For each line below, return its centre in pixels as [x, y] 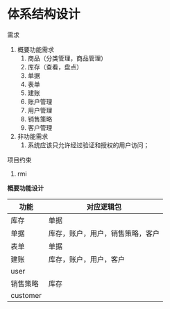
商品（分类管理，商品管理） [67, 58]
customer [26, 295]
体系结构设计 [44, 14]
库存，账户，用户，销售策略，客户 [104, 233]
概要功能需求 [35, 49]
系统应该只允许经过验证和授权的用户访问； [88, 145]
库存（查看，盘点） [55, 67]
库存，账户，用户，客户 [87, 259]
